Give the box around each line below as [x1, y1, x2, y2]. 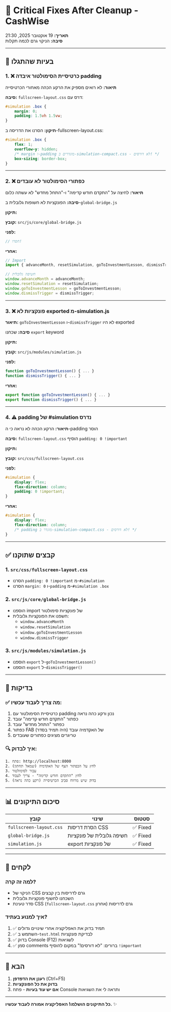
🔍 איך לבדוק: [5, 745, 37, 752]
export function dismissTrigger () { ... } [5, 397, 97, 402]
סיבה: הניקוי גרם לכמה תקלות [5, 38, 63, 44]
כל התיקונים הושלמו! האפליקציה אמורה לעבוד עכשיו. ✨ [5, 1001, 117, 1007]
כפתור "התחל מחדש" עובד [12, 721, 65, 728]
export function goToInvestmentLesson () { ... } [5, 392, 110, 397]
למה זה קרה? [5, 878, 37, 885]
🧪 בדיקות [5, 684, 33, 692]
